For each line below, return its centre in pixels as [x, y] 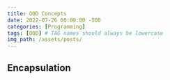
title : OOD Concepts [37, 14]
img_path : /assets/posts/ [45, 40]
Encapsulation [39, 68]
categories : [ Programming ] [46, 26]
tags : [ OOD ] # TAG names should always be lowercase [85, 33]
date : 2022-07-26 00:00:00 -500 [54, 20]
